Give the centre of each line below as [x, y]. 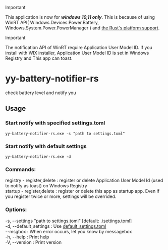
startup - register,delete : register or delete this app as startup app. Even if [82, 191]
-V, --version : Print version [34, 242]
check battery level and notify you [41, 93]
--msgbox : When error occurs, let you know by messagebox [69, 231]
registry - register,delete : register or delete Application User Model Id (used [84, 180]
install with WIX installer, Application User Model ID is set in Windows [77, 53]
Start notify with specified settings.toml [55, 123]
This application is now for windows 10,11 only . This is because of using [80, 17]
